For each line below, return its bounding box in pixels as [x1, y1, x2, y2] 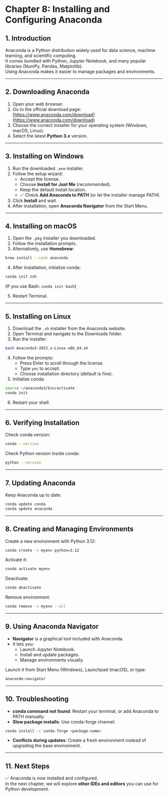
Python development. [5, 786, 49, 792]
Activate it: [5, 556, 27, 563]
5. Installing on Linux [5, 312, 71, 320]
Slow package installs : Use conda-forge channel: [12, 718, 116, 724]
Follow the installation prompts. [12, 240, 77, 246]
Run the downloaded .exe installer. [12, 165, 84, 171]
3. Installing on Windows [5, 152, 84, 160]
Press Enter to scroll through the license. [19, 360, 104, 366]
